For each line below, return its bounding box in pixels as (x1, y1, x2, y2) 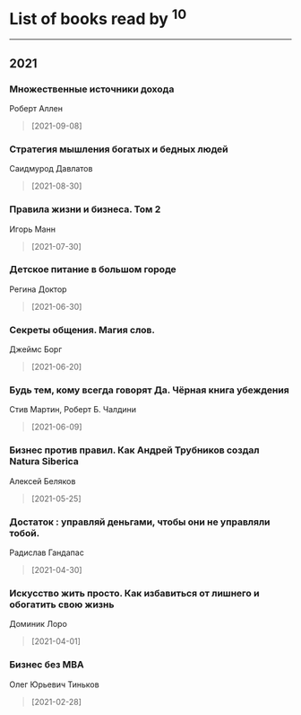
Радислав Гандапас (9, 547, 85, 558)
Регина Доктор (9, 284, 67, 295)
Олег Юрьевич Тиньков (9, 679, 100, 690)
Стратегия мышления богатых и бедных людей (9, 143, 228, 155)
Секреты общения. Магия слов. (9, 323, 155, 336)
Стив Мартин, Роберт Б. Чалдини (9, 404, 137, 415)
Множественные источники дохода (9, 83, 175, 95)
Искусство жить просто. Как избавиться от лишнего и (9, 587, 260, 599)
